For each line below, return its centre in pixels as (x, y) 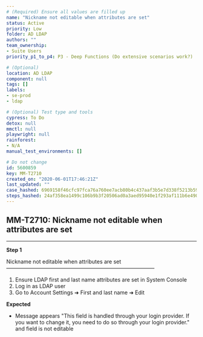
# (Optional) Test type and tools (50, 112)
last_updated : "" (28, 184)
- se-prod (19, 96)
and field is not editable (44, 329)
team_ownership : (27, 46)
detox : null (21, 123)
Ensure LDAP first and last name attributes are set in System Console (101, 279)
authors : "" (21, 40)
